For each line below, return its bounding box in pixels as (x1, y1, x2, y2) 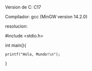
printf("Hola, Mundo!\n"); (5, 52, 61, 57)
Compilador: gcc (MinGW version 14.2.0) (5, 14, 88, 19)
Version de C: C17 (5, 4, 41, 10)
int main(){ (5, 42, 27, 48)
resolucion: (5, 23, 28, 29)
